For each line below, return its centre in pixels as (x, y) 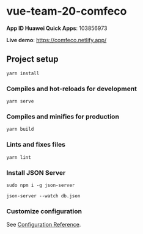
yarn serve (20, 101)
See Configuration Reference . (44, 225)
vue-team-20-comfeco (67, 11)
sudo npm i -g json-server (41, 185)
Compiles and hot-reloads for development (72, 89)
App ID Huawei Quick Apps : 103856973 (57, 28)
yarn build (20, 130)
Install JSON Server (36, 172)
